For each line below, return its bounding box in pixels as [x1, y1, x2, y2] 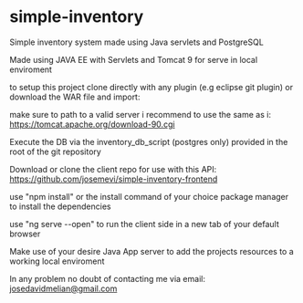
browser [9, 228, 41, 239]
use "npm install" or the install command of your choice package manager [9, 191, 289, 202]
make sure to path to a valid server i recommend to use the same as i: [9, 109, 272, 120]
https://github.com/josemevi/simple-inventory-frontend [9, 173, 218, 184]
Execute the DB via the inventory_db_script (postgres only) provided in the [9, 136, 288, 147]
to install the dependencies [9, 201, 111, 212]
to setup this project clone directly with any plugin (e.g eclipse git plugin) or [9, 81, 294, 92]
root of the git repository [9, 146, 102, 157]
